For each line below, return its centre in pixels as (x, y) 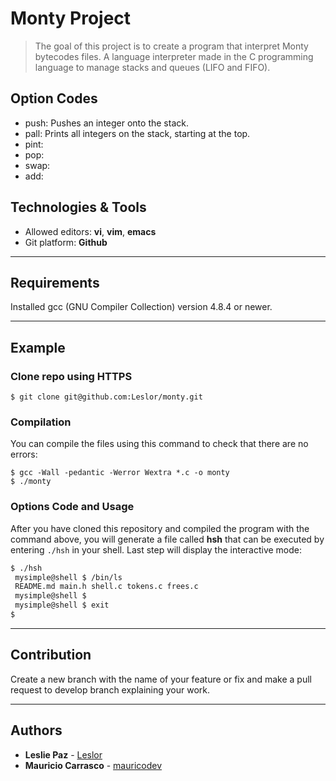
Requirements (55, 282)
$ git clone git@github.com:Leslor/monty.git (106, 397)
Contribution (51, 655)
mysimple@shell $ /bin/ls (68, 577)
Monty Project (71, 18)
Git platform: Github (66, 242)
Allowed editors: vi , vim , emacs (90, 231)
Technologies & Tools (78, 207)
